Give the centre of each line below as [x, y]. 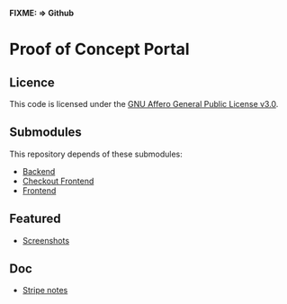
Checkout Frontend [58, 181]
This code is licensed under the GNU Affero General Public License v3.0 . [144, 104]
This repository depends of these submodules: [96, 154]
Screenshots [46, 240]
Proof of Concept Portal [100, 49]
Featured [35, 219]
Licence [32, 82]
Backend [39, 171]
